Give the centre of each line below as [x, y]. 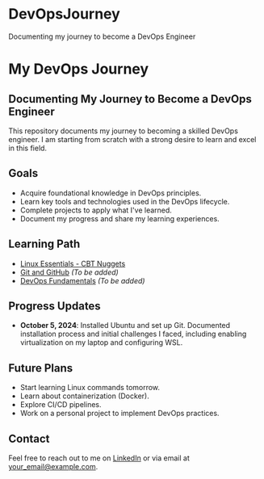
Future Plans [41, 368]
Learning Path [44, 244]
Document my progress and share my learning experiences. [119, 218]
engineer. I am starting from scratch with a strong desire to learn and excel [132, 139]
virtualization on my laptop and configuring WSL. [101, 342]
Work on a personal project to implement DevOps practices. [119, 414]
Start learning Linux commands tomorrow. [90, 388]
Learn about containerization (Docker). [84, 396]
